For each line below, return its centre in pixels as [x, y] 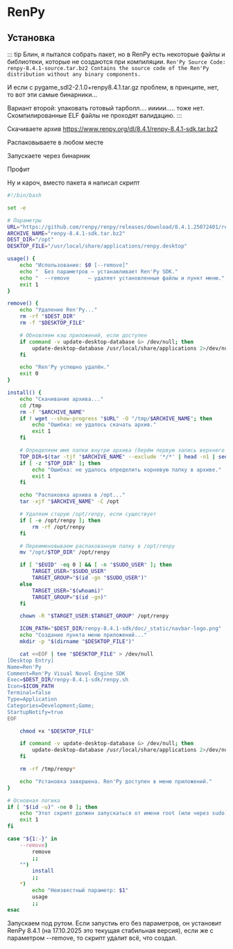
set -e [17, 208]
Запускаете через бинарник [49, 156]
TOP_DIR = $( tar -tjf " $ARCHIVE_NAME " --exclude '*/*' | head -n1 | [118, 456]
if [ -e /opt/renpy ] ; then [60, 520]
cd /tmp [31, 405]
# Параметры [24, 220]
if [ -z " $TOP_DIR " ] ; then [60, 463]
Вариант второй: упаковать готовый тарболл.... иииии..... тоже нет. [106, 108]
